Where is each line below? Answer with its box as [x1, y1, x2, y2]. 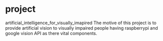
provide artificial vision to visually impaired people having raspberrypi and [5, 25, 158, 31]
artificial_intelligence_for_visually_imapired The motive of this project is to [5, 20, 157, 26]
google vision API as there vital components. [5, 30, 98, 36]
